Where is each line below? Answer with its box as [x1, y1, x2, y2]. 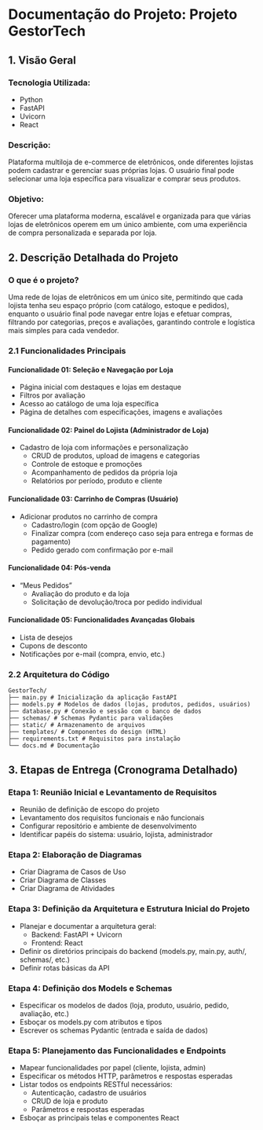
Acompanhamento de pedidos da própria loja [31, 468, 178, 477]
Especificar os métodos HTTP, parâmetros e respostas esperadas [19, 1071, 233, 1081]
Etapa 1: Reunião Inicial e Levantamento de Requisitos [8, 787, 217, 798]
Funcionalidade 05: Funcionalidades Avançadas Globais [8, 615, 195, 625]
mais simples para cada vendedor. [8, 326, 119, 336]
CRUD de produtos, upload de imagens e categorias [31, 451, 200, 460]
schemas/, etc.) [19, 955, 71, 964]
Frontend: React [31, 937, 84, 948]
